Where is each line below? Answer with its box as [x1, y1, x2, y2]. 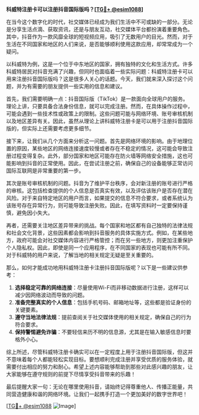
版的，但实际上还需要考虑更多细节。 [6, 125, 95, 132]
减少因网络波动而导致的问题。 [14, 291, 88, 298]
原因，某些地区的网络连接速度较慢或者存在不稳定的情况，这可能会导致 [16, 145, 188, 152]
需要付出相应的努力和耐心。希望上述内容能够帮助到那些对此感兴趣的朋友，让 [6, 363, 193, 370]
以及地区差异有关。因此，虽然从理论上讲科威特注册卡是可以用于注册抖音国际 [6, 118, 193, 124]
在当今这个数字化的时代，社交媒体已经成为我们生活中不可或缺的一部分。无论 [6, 18, 193, 25]
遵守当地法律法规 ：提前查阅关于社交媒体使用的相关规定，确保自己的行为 [14, 314, 191, 320]
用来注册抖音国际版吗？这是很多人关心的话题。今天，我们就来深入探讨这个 [6, 75, 188, 82]
